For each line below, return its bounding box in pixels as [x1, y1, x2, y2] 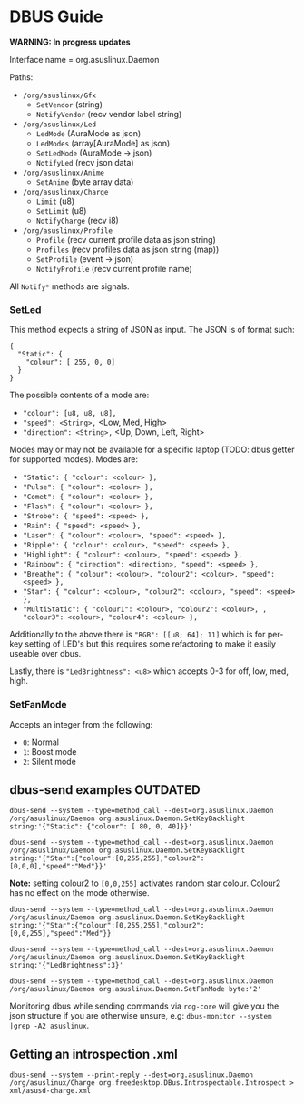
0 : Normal [22, 737, 59, 748]
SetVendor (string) [35, 98, 103, 110]
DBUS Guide [9, 6, 103, 27]
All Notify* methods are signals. [9, 280, 130, 292]
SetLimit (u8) [35, 205, 87, 216]
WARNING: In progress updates [9, 36, 131, 47]
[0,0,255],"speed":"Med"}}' [9, 929, 116, 938]
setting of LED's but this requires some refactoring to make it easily [25, 638, 277, 649]
